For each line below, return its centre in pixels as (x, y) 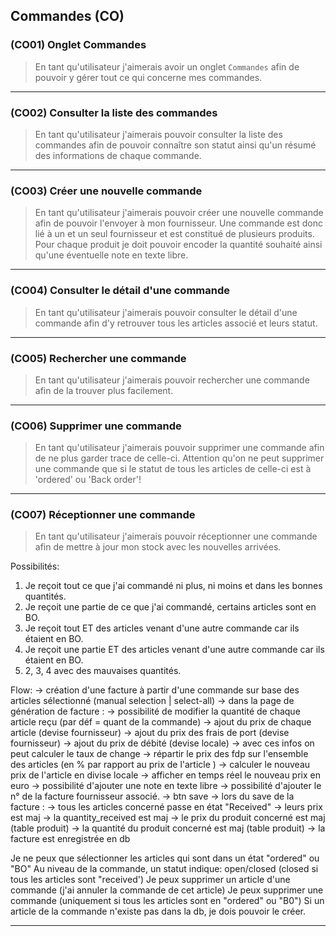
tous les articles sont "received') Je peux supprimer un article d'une (150, 880)
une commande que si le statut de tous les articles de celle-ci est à (173, 469)
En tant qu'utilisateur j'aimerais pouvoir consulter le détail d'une (166, 312)
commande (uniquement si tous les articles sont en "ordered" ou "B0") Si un (167, 901)
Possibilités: (35, 566)
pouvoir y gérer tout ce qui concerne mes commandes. (148, 77)
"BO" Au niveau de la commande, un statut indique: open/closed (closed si (164, 869)
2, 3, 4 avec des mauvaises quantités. (103, 671)
